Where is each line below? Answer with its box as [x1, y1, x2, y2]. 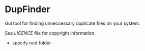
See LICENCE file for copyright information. [5, 30, 96, 36]
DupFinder [5, 4, 50, 15]
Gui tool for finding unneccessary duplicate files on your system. [5, 20, 140, 26]
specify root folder [12, 39, 51, 46]
